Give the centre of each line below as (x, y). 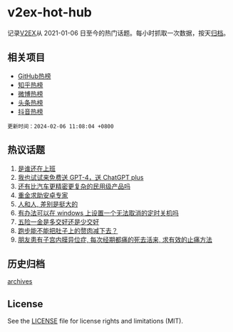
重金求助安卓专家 (43, 195)
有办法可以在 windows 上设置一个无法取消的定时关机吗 (98, 213)
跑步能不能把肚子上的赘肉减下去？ (68, 230)
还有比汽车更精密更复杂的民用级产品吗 (74, 186)
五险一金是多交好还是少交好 (58, 222)
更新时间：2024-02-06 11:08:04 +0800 (61, 126)
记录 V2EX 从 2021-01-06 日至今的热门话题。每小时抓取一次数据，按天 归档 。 (119, 33)
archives (20, 282)
